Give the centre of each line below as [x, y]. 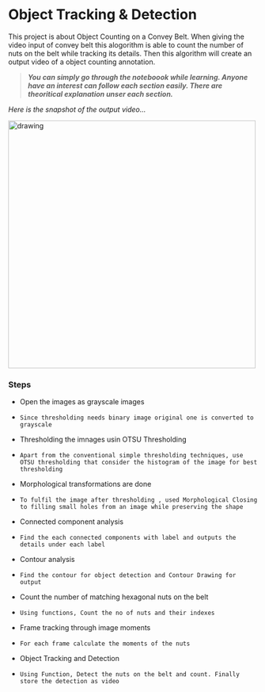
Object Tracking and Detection [70, 659]
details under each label [62, 545]
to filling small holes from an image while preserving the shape [131, 507]
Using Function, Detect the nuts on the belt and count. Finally [129, 675]
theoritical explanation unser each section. [100, 94]
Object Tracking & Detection [103, 15]
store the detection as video [70, 682]
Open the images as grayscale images [82, 402]
